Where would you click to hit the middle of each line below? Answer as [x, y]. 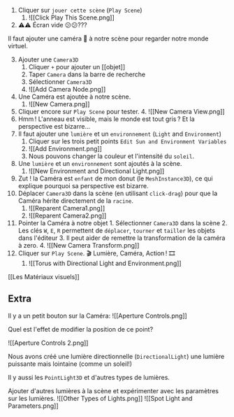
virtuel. [18, 46]
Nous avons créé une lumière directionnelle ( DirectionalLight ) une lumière [116, 356]
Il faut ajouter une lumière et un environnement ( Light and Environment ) [120, 134]
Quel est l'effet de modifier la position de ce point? [81, 329]
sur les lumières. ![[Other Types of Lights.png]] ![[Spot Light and [100, 398]
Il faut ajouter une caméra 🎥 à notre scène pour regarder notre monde [108, 38]
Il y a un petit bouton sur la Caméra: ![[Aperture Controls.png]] [97, 316]
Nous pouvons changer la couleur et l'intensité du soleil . [111, 156]
